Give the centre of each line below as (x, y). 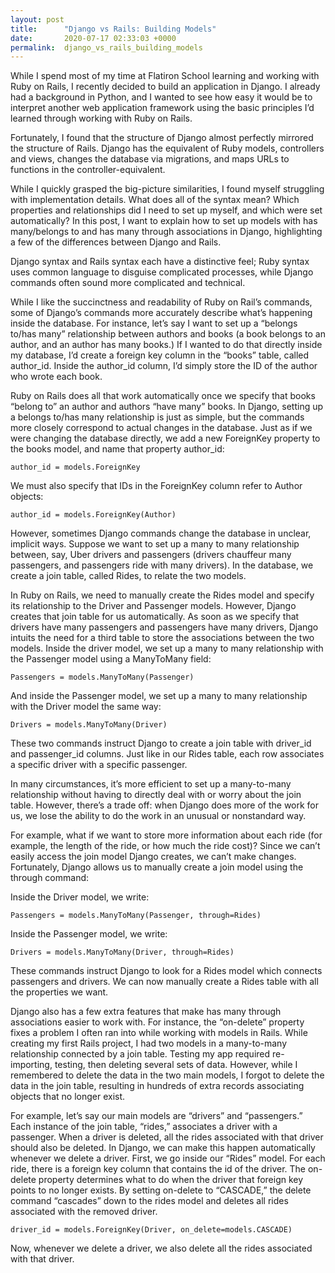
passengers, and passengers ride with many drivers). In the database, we (162, 565)
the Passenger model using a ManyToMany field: (111, 659)
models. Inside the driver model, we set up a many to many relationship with (167, 648)
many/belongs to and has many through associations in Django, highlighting (166, 232)
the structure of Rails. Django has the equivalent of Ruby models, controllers (167, 148)
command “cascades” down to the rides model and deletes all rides (149, 1201)
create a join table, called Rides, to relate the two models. (128, 576)
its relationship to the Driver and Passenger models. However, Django (153, 606)
